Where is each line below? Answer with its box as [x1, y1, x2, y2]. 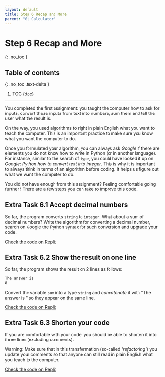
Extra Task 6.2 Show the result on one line [5, 253, 137, 262]
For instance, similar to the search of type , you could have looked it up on [5, 156, 154, 162]
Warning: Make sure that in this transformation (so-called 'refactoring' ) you [5, 346, 157, 352]
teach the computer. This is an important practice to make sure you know [5, 130, 153, 136]
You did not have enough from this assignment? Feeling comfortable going [5, 181, 156, 187]
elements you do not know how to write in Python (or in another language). [5, 151, 157, 156]
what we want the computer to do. [5, 171, 75, 178]
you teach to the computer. [5, 357, 60, 363]
